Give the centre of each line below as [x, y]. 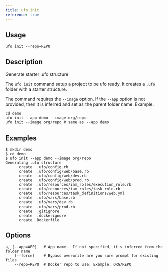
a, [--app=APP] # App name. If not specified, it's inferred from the [84, 247]
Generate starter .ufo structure [37, 74]
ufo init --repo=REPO [28, 47]
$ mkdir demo [19, 149]
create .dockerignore [42, 215]
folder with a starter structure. [36, 89]
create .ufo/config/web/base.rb [54, 171]
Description [24, 62]
